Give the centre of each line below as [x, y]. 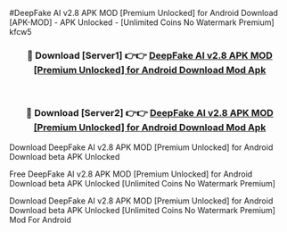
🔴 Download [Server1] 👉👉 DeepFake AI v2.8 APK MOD [150, 55]
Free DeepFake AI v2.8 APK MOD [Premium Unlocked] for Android [131, 174]
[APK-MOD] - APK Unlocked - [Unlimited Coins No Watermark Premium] [142, 22]
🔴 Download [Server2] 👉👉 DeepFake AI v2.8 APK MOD [150, 113]
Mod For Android [40, 220]
